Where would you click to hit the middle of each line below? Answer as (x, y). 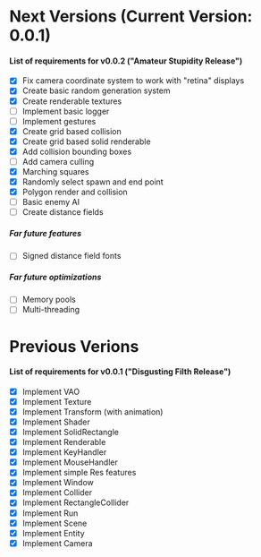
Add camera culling (58, 161)
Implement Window (58, 483)
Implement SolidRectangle (70, 433)
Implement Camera (57, 543)
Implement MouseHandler (70, 462)
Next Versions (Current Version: (131, 17)
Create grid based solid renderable (86, 141)
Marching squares (55, 171)
